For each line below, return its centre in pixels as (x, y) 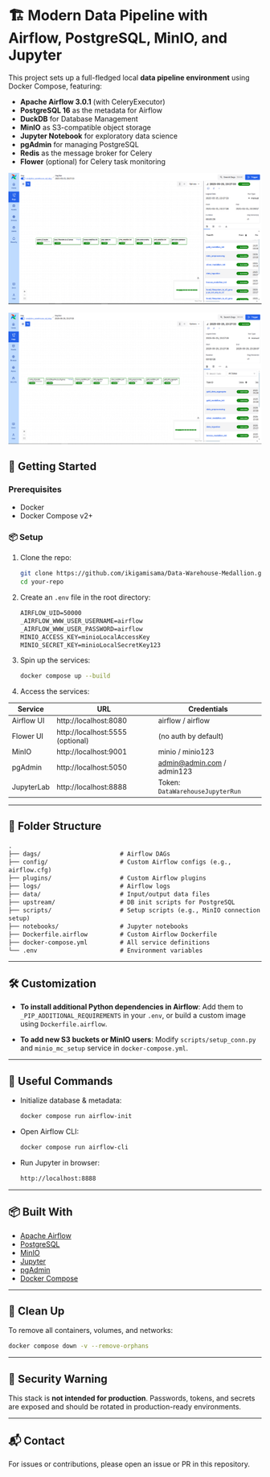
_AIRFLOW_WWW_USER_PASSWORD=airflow (81, 629)
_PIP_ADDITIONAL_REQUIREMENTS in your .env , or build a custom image (133, 1016)
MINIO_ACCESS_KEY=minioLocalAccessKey (85, 637)
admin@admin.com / (192, 763)
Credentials (208, 709)
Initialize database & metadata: (71, 1100)
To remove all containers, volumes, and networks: (91, 1331)
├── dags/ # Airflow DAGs (90, 854)
